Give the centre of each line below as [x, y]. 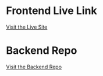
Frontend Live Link [51, 11]
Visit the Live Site [27, 27]
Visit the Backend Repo [34, 67]
